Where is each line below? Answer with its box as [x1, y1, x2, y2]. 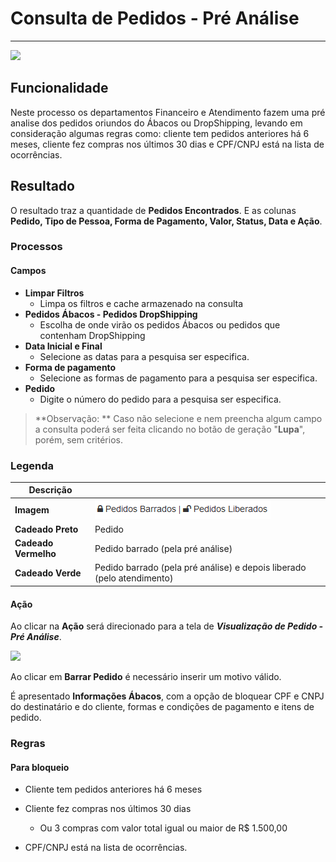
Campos [10, 265, 47, 277]
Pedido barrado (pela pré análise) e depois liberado [94, 562, 307, 574]
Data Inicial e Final [24, 340, 103, 352]
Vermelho [14, 548, 57, 560]
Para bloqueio [10, 761, 70, 773]
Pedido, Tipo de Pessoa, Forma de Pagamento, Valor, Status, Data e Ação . [10, 215, 323, 227]
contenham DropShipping [39, 329, 146, 341]
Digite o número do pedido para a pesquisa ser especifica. [39, 393, 282, 405]
